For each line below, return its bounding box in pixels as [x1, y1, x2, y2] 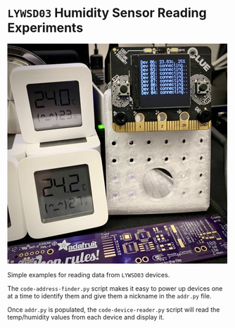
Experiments [7, 20, 84, 36]
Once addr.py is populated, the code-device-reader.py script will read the [7, 305, 220, 314]
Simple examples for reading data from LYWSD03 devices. [7, 270, 170, 279]
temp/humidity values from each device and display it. [7, 313, 165, 321]
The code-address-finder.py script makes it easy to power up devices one [7, 284, 223, 293]
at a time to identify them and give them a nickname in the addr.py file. [7, 291, 212, 300]
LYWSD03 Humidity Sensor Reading [7, 5, 207, 21]
